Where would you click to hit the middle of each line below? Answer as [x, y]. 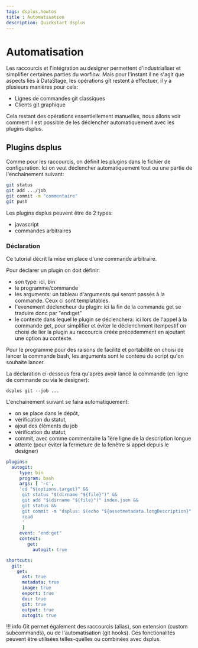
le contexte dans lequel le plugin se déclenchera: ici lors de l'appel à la [101, 319]
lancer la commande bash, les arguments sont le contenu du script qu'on [95, 356]
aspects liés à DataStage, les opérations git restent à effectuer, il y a [89, 81]
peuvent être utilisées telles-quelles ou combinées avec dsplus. [84, 639]
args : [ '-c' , [37, 484]
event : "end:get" [40, 533]
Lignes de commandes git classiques [60, 99]
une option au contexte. [43, 338]
